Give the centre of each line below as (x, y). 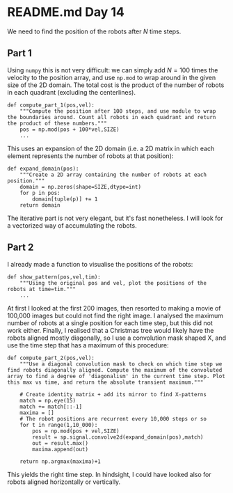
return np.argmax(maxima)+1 (60, 461)
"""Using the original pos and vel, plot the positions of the (113, 283)
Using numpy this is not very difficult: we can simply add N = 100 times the (113, 70)
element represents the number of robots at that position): (90, 156)
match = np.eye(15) (48, 400)
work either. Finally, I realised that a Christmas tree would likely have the (111, 330)
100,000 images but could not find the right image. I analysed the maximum (115, 315)
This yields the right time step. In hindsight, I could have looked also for (109, 474)
